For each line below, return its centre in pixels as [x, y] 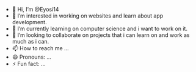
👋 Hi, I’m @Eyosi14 [35, 9]
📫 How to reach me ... [40, 48]
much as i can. [31, 41]
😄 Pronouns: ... [32, 57]
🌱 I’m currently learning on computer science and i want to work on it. [100, 28]
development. [29, 22]
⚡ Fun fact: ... [29, 64]
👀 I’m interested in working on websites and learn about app [88, 16]
